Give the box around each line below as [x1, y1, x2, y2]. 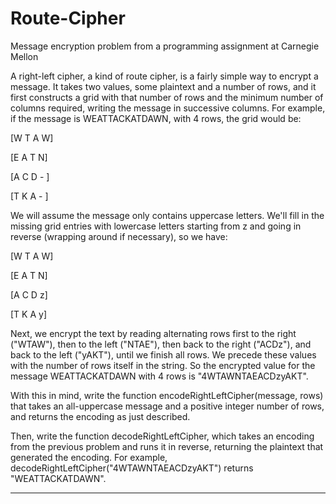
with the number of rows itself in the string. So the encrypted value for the [10, 359, 316, 371]
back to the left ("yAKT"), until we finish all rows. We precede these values [10, 348, 317, 361]
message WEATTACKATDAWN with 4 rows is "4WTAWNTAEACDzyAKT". [10, 370, 309, 382]
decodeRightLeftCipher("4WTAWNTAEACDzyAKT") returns [10, 462, 254, 474]
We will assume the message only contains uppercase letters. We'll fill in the [10, 209, 325, 221]
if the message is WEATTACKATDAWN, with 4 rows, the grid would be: [10, 112, 302, 124]
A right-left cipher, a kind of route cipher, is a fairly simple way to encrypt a [10, 70, 319, 82]
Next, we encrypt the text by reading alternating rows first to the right [10, 327, 297, 339]
